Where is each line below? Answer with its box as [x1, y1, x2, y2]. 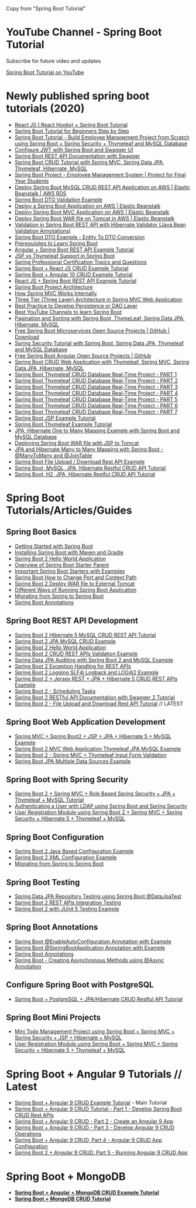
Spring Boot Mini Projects [6, 1012, 101, 1022]
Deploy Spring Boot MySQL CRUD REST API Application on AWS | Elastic [14, 183, 190, 190]
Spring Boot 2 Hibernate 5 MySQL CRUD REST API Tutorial [14, 631, 156, 638]
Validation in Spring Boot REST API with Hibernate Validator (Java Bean [14, 221, 186, 228]
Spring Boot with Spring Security [6, 775, 129, 785]
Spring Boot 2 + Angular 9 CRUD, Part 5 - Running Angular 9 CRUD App [14, 1149, 188, 1156]
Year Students [14, 177, 49, 184]
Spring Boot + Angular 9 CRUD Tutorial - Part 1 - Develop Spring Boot [14, 1105, 183, 1112]
